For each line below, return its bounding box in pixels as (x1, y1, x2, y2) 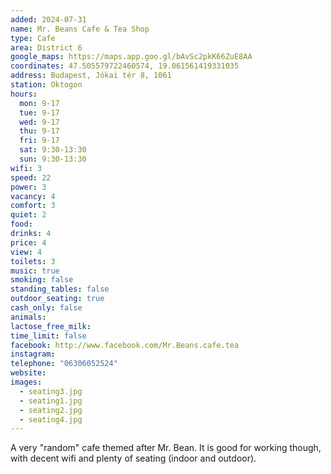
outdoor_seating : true (10, 294, 105, 304)
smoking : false (10, 275, 74, 285)
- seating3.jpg (19, 386, 83, 396)
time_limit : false (10, 331, 87, 341)
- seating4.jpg (19, 414, 83, 425)
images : (10, 377, 43, 387)
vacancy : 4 (10, 191, 56, 201)
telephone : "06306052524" (10, 359, 118, 369)
